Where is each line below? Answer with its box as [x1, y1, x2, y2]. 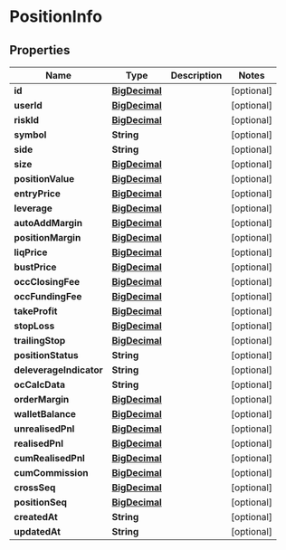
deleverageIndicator [14, 364, 104, 376]
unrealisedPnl [14, 422, 75, 435]
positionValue [14, 173, 75, 185]
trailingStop [14, 335, 66, 346]
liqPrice [14, 246, 48, 259]
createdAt [14, 511, 59, 523]
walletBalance [14, 408, 77, 420]
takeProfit [14, 305, 58, 318]
